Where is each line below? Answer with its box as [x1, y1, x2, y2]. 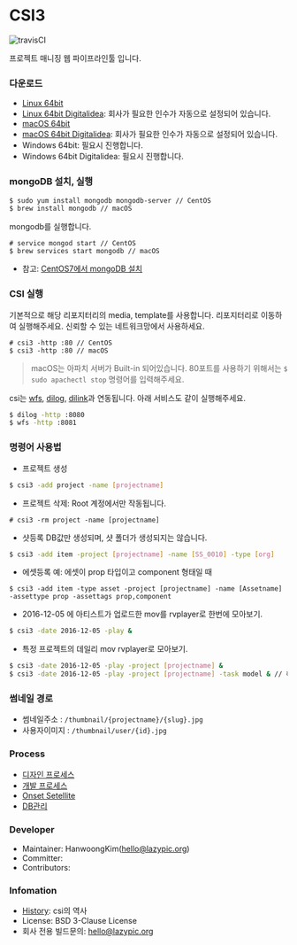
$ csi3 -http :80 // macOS [9, 346, 109, 355]
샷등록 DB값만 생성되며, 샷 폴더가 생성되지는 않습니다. [21, 532, 208, 543]
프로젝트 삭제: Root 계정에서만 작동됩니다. [21, 498, 166, 508]
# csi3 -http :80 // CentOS [9, 338, 113, 347]
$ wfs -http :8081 [9, 418, 77, 428]
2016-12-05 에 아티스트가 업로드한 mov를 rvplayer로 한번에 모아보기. [21, 608, 263, 620]
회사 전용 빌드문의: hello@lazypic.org [21, 926, 154, 937]
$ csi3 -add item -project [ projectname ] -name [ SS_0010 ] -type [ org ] [9, 550, 275, 559]
